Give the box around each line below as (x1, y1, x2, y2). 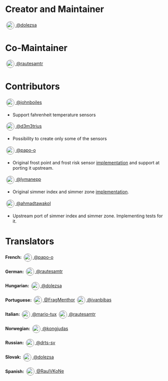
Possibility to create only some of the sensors (12, 136, 107, 142)
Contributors (5, 81, 60, 92)
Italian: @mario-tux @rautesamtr (5, 311, 96, 317)
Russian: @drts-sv (5, 339, 56, 346)
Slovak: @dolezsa (5, 354, 54, 360)
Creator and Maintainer (5, 4, 104, 15)
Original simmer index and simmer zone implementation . (12, 189, 129, 195)
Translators (5, 236, 54, 247)
